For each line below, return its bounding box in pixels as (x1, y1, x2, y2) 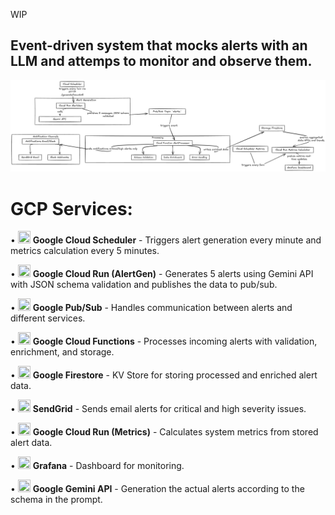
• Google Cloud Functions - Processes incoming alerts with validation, (10, 335, 318, 348)
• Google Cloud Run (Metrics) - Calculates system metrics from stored (10, 426, 319, 438)
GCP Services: (10, 197, 133, 220)
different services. (10, 312, 86, 324)
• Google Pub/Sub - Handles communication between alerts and (10, 302, 293, 314)
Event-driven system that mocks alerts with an (10, 37, 308, 54)
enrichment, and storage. (10, 346, 115, 358)
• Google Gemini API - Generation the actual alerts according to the (10, 483, 305, 495)
